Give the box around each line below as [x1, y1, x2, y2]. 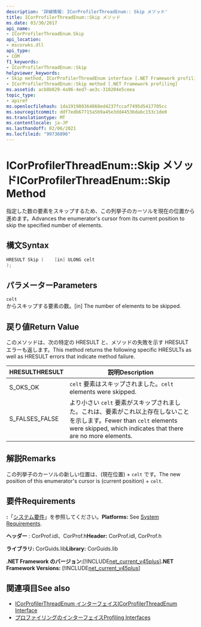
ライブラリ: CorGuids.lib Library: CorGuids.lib [6, 545, 118, 552]
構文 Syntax [6, 241, 49, 251]
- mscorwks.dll [6, 42, 44, 48]
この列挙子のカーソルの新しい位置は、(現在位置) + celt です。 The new [6, 470, 181, 477]
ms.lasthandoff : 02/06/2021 [6, 126, 77, 132]
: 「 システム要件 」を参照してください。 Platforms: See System [6, 513, 160, 521]
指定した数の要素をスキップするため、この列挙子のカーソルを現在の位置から [6, 207, 195, 214]
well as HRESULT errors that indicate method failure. [6, 353, 136, 360]
